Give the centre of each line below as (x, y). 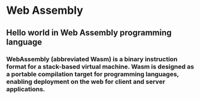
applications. (26, 89)
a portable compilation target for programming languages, (93, 74)
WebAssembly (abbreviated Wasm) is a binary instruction (92, 59)
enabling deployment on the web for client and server (86, 82)
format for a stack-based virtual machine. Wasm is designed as (100, 67)
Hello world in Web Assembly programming (89, 33)
